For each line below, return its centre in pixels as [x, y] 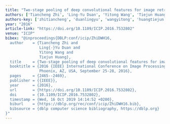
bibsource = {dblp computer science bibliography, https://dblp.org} [84, 109]
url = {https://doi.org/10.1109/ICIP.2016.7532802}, [73, 90]
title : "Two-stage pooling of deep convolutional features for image [80, 10]
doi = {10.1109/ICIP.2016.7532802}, [55, 95]
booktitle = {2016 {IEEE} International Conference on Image [76, 66]
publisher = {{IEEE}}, [34, 80]
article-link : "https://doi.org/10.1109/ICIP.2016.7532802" [70, 29]
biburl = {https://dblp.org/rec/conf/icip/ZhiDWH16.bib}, [76, 104]
